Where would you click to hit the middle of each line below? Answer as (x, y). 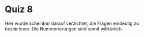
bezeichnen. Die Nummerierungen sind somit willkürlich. (64, 28)
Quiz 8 (19, 9)
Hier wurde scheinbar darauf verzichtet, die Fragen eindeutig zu (72, 23)
